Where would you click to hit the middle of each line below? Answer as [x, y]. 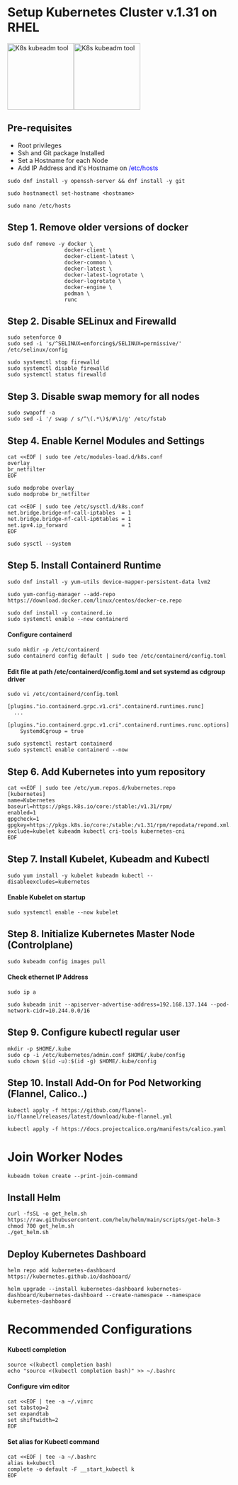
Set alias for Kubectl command [53, 1442]
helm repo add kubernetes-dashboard [61, 1271]
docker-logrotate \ [93, 281]
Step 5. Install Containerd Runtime [84, 565]
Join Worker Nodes [65, 1157]
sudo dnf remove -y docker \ [50, 244]
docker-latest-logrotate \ [104, 275]
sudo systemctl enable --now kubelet [63, 913]
